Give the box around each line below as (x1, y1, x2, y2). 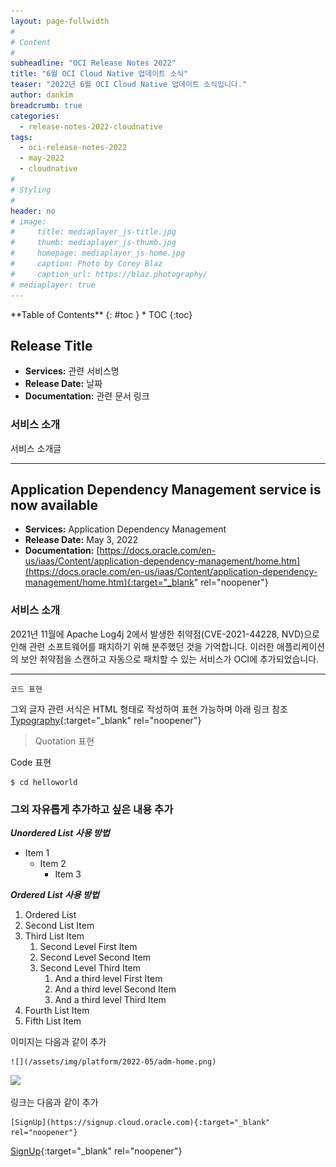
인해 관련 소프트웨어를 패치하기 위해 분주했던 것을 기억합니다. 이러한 (10, 640, 275, 652)
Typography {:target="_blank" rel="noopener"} (10, 714, 202, 726)
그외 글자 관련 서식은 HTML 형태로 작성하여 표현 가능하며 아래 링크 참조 (10, 703, 288, 715)
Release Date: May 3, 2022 (24, 534, 139, 546)
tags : (10, 132, 33, 142)
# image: (10, 216, 47, 227)
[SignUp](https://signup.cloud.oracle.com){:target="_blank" (10, 1118, 271, 1128)
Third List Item (24, 930, 85, 942)
